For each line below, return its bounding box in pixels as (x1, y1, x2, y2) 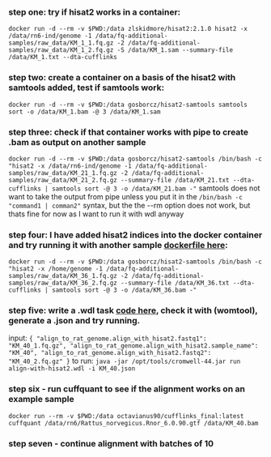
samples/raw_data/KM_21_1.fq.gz (8, 169, 117, 177)
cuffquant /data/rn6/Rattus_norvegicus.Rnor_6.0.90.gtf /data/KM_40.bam (8, 419, 259, 427)
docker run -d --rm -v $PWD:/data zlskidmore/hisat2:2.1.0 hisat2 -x (8, 25, 248, 33)
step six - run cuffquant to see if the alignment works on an (8, 383, 245, 395)
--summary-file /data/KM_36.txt (120, 279, 230, 288)
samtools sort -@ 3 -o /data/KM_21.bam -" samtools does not (51, 183, 260, 193)
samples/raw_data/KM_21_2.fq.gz (8, 176, 117, 184)
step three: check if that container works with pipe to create (8, 126, 249, 138)
